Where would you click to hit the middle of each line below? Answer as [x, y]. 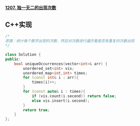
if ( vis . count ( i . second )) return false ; [74, 96]
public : [13, 59]
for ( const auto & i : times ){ [54, 92]
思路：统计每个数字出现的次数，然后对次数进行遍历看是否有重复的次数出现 [70, 41]
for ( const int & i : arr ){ [51, 78]
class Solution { [23, 55]
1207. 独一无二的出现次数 [31, 7]
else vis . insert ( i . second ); [61, 101]
